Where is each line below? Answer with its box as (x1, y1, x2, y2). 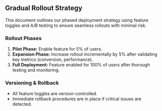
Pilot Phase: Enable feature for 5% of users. (12, 46, 103, 52)
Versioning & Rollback (5, 79, 59, 86)
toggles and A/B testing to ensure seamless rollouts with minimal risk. (5, 22, 147, 28)
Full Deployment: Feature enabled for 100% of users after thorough (12, 62, 150, 68)
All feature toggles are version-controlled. (12, 91, 98, 97)
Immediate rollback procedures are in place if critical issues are (12, 96, 142, 102)
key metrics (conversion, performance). (12, 56, 93, 62)
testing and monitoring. (12, 67, 60, 73)
